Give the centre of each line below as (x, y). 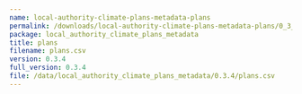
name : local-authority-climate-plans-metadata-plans (110, 17)
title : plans (34, 43)
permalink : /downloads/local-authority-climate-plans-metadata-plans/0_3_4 (154, 26)
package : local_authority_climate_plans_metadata (104, 34)
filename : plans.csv (48, 51)
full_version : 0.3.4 (48, 68)
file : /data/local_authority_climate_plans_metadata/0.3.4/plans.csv (142, 76)
